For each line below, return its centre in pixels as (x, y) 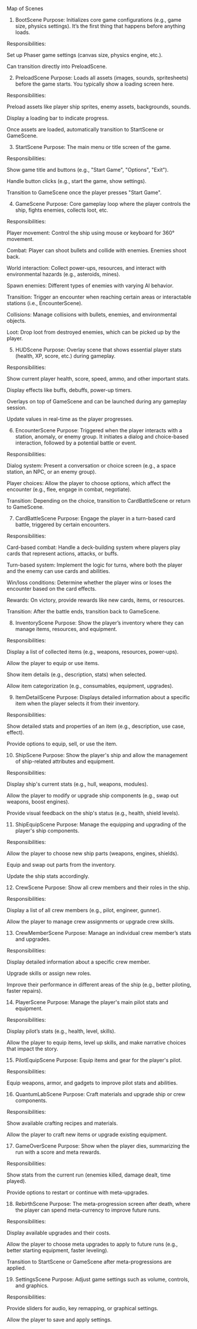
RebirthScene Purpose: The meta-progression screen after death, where (103, 1204)
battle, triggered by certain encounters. (63, 525)
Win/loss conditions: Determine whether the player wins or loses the (89, 582)
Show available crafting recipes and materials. (62, 1123)
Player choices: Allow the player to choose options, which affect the (89, 483)
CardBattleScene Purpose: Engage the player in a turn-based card (95, 518)
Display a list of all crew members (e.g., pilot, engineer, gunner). (84, 910)
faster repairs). (25, 991)
